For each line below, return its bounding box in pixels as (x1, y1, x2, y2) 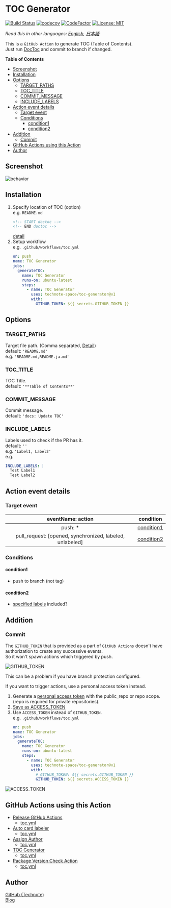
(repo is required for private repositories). (12, 698, 100, 704)
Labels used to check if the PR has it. (5, 437, 83, 443)
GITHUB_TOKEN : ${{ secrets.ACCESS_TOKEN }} (35, 777, 129, 782)
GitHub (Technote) (5, 891, 44, 897)
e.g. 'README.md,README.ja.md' (5, 353, 70, 359)
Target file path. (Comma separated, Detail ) (5, 342, 96, 349)
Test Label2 (10, 473, 36, 478)
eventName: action (46, 515, 94, 522)
